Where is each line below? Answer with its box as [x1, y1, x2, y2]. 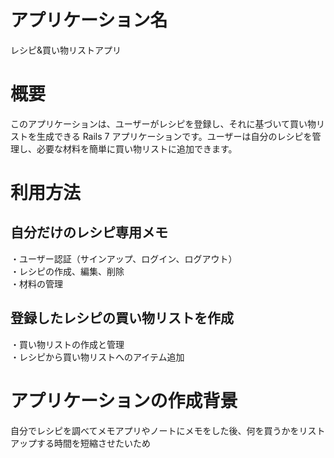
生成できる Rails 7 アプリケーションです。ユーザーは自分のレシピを [36, 130, 313, 142]
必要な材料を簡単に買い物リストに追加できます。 [36, 142, 238, 155]
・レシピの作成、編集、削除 [10, 265, 125, 277]
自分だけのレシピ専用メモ [10, 224, 168, 241]
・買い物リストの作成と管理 [10, 338, 125, 350]
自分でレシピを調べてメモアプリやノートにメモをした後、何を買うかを [10, 424, 300, 436]
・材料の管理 [10, 277, 63, 290]
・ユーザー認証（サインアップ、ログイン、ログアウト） [10, 252, 238, 265]
